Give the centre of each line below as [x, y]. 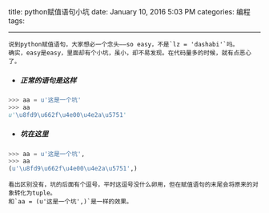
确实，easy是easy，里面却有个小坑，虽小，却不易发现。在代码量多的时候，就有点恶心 [130, 53]
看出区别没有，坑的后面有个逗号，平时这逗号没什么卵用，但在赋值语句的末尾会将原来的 [130, 185]
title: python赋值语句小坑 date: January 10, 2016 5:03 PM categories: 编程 [129, 12]
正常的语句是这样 [48, 80]
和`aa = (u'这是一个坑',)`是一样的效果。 [70, 202]
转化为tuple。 [35, 193]
